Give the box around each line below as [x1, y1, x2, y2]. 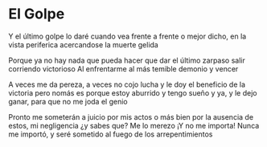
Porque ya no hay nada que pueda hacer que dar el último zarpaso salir [8, 55, 245, 65]
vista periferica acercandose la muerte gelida [8, 39, 158, 49]
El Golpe [8, 5, 65, 23]
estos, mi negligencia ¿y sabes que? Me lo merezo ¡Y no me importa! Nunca [8, 120, 260, 130]
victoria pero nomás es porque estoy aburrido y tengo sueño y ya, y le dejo [8, 88, 257, 97]
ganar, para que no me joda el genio [8, 96, 128, 106]
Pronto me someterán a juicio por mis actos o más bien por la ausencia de [8, 112, 254, 121]
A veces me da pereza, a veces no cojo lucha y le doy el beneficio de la [8, 80, 246, 89]
